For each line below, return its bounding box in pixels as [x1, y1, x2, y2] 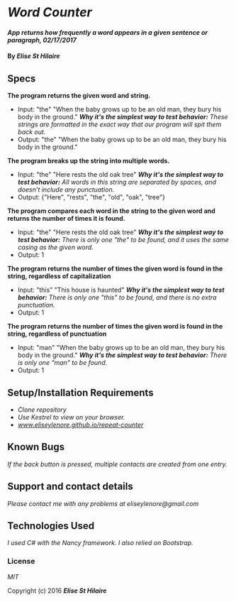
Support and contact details [7, 481, 133, 493]
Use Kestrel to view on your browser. [17, 413, 125, 421]
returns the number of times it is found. [7, 214, 125, 223]
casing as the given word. [17, 243, 94, 252]
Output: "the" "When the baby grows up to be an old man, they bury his [17, 136, 227, 144]
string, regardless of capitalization [7, 272, 111, 280]
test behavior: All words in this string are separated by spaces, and [17, 178, 217, 187]
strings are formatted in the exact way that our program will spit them [17, 120, 222, 128]
